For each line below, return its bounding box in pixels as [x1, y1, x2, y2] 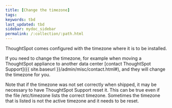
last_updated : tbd [5, 21, 45, 27]
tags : [5, 12, 17, 17]
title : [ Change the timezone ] [5, 7, 70, 13]
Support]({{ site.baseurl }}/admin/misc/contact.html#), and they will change [5, 66, 166, 72]
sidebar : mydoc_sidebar [5, 27, 56, 32]
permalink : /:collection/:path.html [5, 31, 84, 36]
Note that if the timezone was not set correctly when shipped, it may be [5, 81, 157, 88]
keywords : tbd [5, 17, 36, 22]
